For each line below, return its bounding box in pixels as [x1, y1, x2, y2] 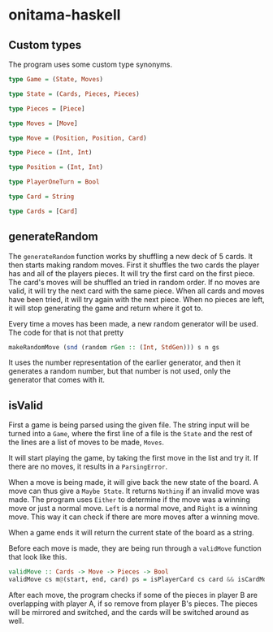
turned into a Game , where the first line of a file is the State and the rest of [8, 429, 253, 439]
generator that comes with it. [8, 375, 106, 385]
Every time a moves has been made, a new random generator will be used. [8, 318, 258, 328]
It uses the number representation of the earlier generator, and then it [8, 357, 241, 367]
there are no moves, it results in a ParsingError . [8, 461, 168, 472]
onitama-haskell [8, 6, 121, 24]
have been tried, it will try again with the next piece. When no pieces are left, [8, 294, 266, 304]
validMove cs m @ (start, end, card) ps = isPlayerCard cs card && [8, 575, 234, 584]
